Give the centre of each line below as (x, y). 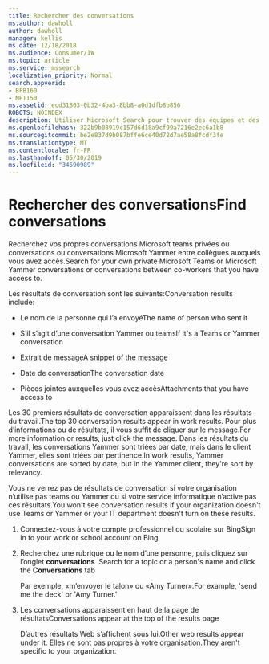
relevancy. (25, 473)
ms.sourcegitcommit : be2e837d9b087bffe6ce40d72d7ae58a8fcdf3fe (116, 135)
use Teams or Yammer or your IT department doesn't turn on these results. (132, 514)
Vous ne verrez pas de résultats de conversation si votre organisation (123, 488)
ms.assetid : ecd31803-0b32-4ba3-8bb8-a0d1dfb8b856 (94, 105)
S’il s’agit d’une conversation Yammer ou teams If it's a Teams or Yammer (140, 333)
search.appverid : (37, 83)
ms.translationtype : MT (48, 143)
